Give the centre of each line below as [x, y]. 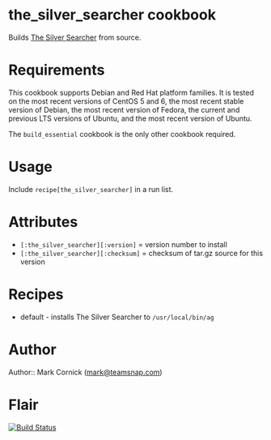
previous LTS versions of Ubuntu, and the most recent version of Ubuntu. [130, 118]
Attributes [43, 222]
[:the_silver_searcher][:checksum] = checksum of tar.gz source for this [142, 253]
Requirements [57, 70]
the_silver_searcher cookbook [112, 15]
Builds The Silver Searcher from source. [75, 37]
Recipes [36, 294]
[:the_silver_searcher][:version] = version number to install [124, 244]
